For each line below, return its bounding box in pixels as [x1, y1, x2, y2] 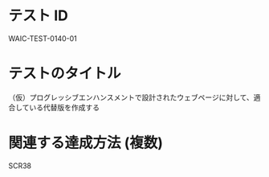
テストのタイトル [8, 64, 122, 83]
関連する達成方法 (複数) [8, 134, 163, 152]
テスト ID [8, 6, 68, 25]
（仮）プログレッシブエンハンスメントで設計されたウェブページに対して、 [8, 93, 255, 102]
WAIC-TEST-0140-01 [8, 33, 78, 43]
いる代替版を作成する [29, 102, 100, 112]
